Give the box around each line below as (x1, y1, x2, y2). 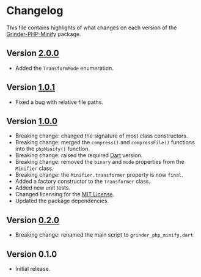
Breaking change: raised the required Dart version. (15, 152, 143, 159)
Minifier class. (15, 164, 54, 172)
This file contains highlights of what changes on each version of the (6, 24, 177, 31)
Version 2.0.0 (6, 48, 59, 59)
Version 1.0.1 (6, 82, 56, 92)
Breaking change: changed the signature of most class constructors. (15, 132, 188, 139)
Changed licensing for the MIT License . (15, 191, 115, 198)
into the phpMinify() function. (15, 145, 90, 153)
